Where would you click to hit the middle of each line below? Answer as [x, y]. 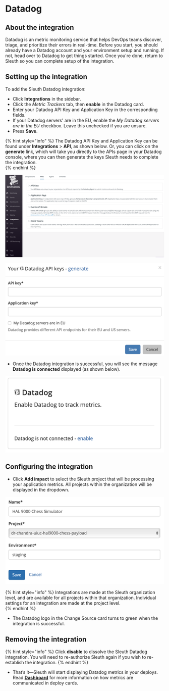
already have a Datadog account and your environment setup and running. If [84, 50]
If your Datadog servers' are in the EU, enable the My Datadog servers [86, 120]
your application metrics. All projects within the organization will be [82, 484]
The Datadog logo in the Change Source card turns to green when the [85, 618]
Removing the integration [46, 639]
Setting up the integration [46, 77]
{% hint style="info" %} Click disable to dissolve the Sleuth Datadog [76, 652]
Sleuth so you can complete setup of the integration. [60, 61]
